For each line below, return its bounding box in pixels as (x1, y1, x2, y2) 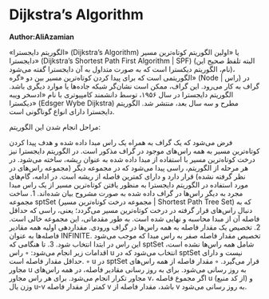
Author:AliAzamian (9, 32, 75, 41)
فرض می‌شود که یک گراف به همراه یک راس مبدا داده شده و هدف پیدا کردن (9, 137, 233, 147)
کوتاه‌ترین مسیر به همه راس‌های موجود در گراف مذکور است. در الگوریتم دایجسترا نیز (9, 146, 260, 155)
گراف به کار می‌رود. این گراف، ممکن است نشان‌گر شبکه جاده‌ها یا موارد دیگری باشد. (9, 81, 260, 91)
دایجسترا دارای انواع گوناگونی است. (9, 106, 115, 116)
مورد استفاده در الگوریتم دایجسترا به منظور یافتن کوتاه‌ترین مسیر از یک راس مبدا (9, 179, 249, 189)
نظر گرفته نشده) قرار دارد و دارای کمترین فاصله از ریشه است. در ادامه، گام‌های (9, 171, 246, 181)
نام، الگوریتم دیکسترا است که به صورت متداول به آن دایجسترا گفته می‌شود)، (9, 64, 235, 73)
